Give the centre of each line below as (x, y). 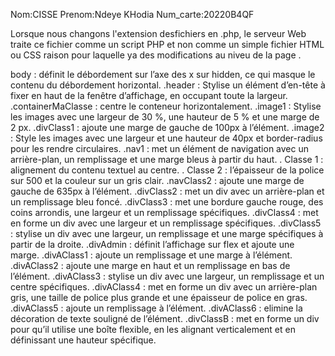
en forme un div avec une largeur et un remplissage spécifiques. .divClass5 (166, 223)
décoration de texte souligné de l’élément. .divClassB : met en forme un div (165, 318)
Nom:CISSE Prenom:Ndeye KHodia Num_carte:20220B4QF (132, 14)
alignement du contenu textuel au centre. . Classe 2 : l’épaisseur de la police (167, 170)
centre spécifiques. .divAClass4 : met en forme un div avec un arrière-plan (164, 287)
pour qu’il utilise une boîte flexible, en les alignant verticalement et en (153, 329)
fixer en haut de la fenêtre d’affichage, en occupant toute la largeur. (149, 95)
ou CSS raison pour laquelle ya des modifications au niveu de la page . (156, 55)
